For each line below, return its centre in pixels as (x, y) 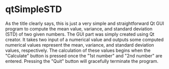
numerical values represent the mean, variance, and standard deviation (80, 45)
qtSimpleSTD (34, 9)
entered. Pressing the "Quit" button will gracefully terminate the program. (82, 61)
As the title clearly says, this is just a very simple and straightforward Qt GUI (84, 23)
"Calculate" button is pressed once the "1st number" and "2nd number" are (84, 56)
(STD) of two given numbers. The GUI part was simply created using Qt (80, 34)
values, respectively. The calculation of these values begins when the (78, 50)
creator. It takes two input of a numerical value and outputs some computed (84, 40)
